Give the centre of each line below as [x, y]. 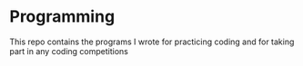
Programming [62, 17]
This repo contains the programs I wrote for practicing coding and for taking [152, 42]
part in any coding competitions [69, 51]
